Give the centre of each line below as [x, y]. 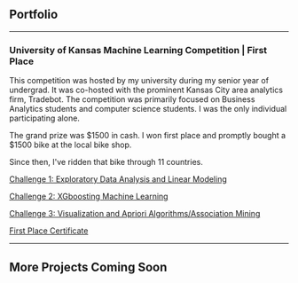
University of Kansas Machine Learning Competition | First [138, 50]
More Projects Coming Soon [88, 267]
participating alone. [44, 118]
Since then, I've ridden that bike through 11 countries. [106, 162]
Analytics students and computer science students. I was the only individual [148, 109]
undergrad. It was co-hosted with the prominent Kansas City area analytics [146, 90]
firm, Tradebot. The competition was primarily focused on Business [132, 99]
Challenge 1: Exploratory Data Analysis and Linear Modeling [118, 179]
